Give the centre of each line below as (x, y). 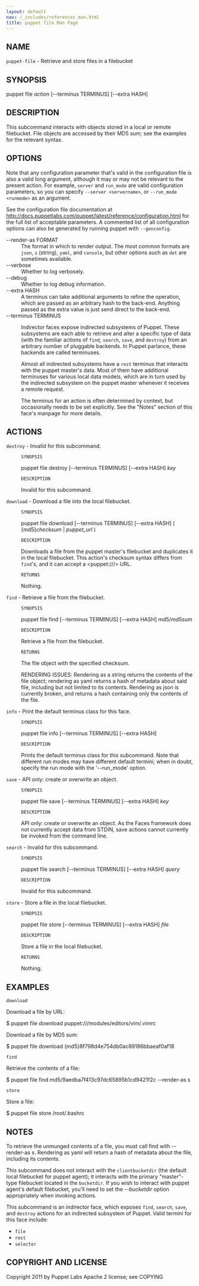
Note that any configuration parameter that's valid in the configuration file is (99, 172)
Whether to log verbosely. (53, 271)
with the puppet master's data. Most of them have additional (95, 370)
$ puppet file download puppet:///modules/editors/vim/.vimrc (81, 1023)
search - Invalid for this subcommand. (52, 848)
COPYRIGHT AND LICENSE (57, 1263)
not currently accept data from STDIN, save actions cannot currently (105, 830)
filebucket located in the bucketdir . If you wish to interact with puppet (104, 1183)
